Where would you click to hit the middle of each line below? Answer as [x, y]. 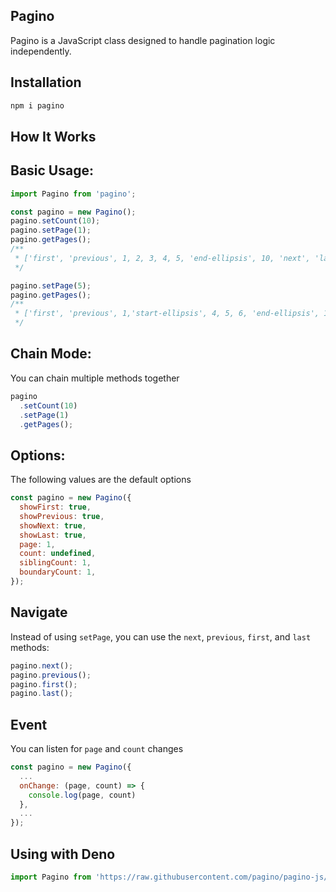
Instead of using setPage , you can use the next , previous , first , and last [161, 636]
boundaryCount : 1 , [58, 572]
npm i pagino [37, 105]
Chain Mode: [51, 354]
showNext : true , [53, 525]
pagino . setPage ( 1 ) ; [51, 230]
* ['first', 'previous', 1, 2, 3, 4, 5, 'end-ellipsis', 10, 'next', [162, 258]
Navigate [39, 612]
